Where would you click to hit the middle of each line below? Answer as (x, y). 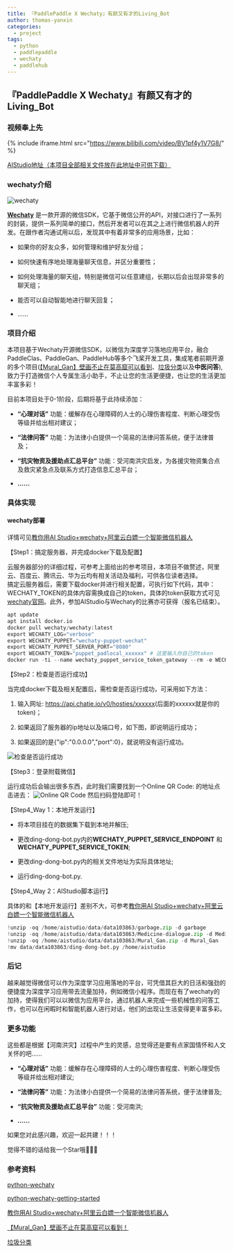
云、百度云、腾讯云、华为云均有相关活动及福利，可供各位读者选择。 (104, 576)
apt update (23, 615)
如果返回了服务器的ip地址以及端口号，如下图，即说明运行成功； (108, 727)
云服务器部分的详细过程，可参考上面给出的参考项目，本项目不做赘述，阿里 (113, 567)
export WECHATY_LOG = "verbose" (51, 634)
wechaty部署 (26, 520)
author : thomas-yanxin (40, 20)
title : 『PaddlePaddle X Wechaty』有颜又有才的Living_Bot (88, 14)
